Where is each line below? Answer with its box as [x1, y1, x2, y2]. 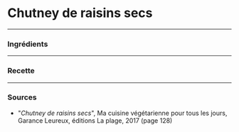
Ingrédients [7, 39, 48, 49]
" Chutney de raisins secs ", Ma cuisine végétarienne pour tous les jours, [17, 109, 228, 117]
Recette [7, 66, 36, 76]
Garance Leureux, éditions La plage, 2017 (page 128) [17, 116, 173, 125]
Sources [7, 92, 37, 102]
